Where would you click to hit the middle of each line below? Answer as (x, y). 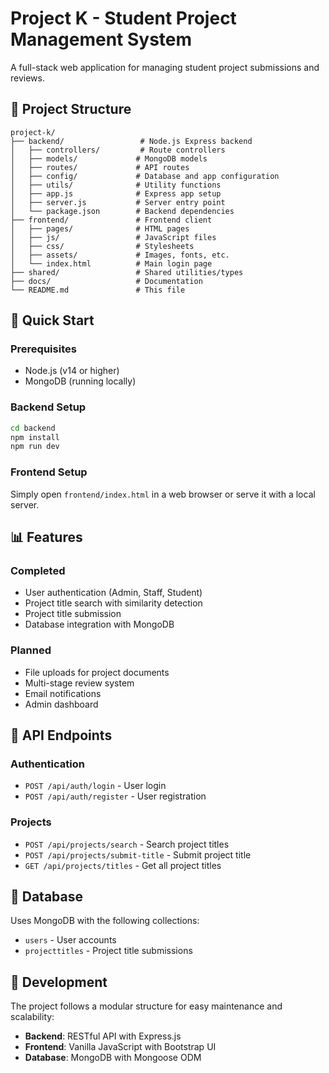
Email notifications (63, 693)
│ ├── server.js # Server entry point (118, 202)
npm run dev (35, 447)
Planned (31, 650)
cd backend (33, 428)
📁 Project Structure (71, 109)
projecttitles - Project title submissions (108, 951)
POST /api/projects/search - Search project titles (127, 844)
